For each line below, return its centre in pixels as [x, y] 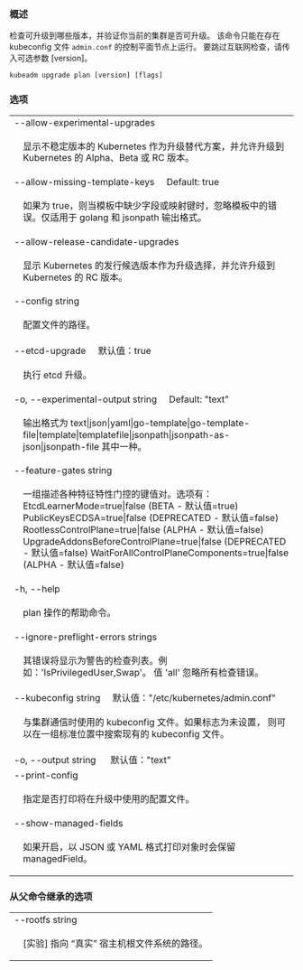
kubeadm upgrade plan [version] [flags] [87, 75]
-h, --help [37, 589]
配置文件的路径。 [60, 325]
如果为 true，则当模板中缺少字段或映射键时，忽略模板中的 [146, 206]
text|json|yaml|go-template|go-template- [161, 423]
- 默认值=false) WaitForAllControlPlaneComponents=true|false [156, 553]
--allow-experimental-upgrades [85, 122]
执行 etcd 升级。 [57, 375]
